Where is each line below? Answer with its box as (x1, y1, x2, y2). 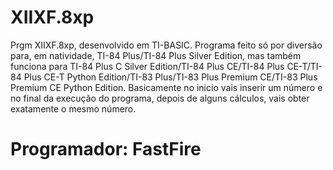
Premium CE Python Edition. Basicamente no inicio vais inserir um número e (10, 81, 323, 93)
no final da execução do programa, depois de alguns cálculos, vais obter (10, 92, 310, 104)
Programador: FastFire (10, 138, 202, 161)
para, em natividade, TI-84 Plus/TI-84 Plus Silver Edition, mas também (10, 49, 302, 61)
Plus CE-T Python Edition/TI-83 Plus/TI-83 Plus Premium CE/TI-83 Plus (23, 71, 318, 83)
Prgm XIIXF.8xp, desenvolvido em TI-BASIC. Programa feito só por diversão (10, 39, 323, 51)
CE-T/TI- (286, 60, 323, 72)
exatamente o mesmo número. (10, 102, 137, 115)
